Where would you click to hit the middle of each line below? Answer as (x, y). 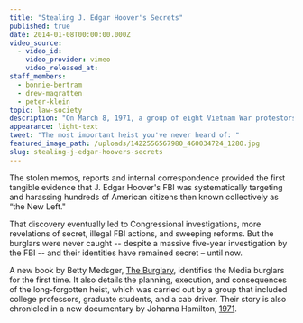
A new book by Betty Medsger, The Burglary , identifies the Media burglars (147, 270)
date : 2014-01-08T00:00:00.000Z (70, 34)
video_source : (36, 43)
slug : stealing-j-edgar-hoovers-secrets (87, 152)
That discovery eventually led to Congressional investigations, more (135, 224)
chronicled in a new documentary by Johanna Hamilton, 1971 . (123, 309)
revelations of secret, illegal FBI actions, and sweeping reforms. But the (142, 233)
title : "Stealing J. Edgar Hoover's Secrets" (96, 18)
